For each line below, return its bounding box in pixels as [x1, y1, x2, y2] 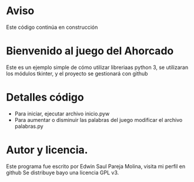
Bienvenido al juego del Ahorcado [6, 44, 174, 58]
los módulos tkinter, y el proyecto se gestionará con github [6, 70, 148, 77]
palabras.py [14, 123, 44, 130]
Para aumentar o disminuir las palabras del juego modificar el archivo [14, 116, 183, 123]
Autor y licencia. [6, 143, 88, 157]
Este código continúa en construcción [6, 24, 98, 31]
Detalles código [6, 91, 84, 104]
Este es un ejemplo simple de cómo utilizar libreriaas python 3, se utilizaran [6, 64, 189, 71]
